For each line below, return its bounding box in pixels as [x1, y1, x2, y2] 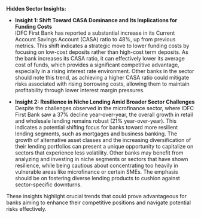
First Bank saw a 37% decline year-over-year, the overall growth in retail [14, 111, 193, 118]
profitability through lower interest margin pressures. [14, 87, 145, 93]
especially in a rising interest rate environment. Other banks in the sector [14, 68, 194, 74]
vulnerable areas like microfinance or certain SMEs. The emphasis [14, 168, 178, 175]
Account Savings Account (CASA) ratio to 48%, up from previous [14, 36, 176, 43]
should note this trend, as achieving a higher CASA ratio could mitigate [14, 74, 190, 81]
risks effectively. [6, 205, 47, 212]
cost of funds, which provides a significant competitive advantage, [14, 61, 179, 68]
